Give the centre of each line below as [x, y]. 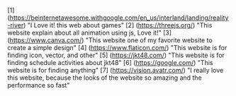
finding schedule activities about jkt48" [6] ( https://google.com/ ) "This [110, 62]
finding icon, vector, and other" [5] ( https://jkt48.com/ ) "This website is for [116, 55]
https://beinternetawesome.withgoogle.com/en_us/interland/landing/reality [119, 18]
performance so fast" [39, 85]
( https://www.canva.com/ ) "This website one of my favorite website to [110, 40]
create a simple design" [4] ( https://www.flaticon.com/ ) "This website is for [117, 48]
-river [16, 25]
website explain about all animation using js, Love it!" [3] [90, 32]
